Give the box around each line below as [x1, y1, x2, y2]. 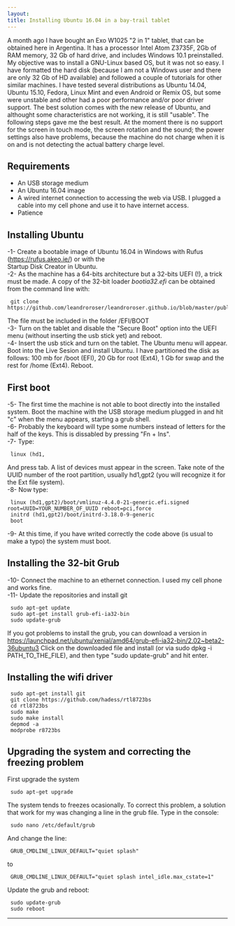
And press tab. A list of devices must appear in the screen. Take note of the [7, 463, 225, 471]
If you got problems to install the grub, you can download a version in [7, 629, 208, 637]
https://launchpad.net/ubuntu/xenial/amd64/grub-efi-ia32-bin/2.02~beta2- [7, 636, 225, 645]
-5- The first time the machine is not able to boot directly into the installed [7, 400, 220, 408]
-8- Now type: [7, 485, 49, 493]
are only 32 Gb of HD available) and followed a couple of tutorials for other [7, 73, 222, 81]
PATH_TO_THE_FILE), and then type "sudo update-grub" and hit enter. [7, 651, 208, 659]
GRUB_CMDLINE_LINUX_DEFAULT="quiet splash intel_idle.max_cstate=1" [10, 874, 215, 881]
